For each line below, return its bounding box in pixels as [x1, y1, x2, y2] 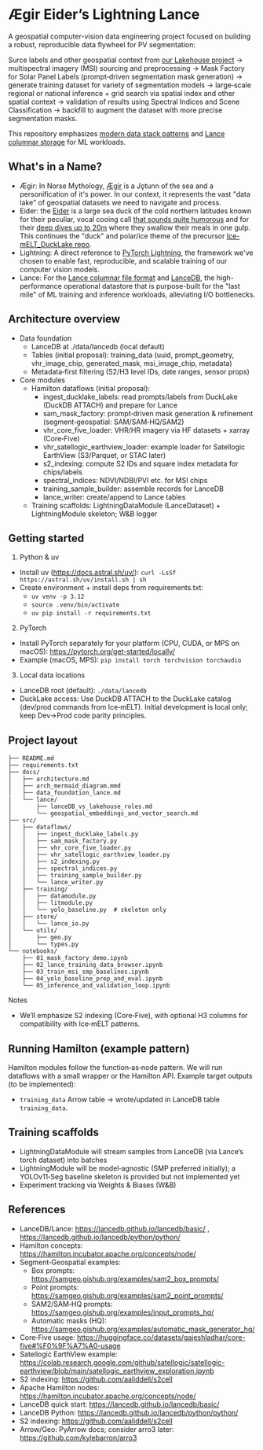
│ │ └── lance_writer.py [8, 879, 104, 887]
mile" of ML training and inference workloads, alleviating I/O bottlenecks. [19, 290, 256, 299]
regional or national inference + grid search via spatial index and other [8, 88, 236, 98]
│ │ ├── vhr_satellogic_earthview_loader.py [8, 851, 170, 859]
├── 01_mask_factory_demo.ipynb [22, 954, 128, 962]
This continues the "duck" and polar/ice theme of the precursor [19, 231, 225, 241]
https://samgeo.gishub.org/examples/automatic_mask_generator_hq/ [31, 1324, 255, 1334]
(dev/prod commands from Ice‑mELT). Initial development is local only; [19, 703, 249, 712]
